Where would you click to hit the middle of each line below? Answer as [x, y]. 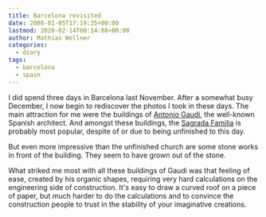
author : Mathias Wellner [49, 38]
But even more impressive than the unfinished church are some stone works [133, 146]
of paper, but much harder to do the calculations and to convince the [121, 196]
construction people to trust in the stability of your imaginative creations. [127, 204]
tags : [17, 60]
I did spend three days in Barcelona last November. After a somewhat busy [131, 97]
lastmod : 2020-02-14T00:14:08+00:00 [69, 30]
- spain [28, 75]
